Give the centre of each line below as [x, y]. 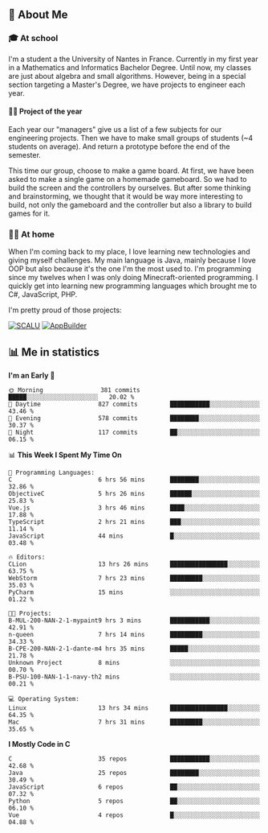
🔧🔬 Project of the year [45, 111]
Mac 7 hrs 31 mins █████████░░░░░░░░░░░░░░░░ [134, 722]
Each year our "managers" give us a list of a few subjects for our [115, 129]
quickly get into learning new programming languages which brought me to [132, 286]
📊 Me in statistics [54, 352]
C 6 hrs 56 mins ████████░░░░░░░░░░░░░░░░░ [134, 480]
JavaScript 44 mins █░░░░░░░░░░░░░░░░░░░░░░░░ [134, 536]
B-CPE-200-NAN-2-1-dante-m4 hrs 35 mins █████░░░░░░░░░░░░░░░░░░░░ [134, 649]
